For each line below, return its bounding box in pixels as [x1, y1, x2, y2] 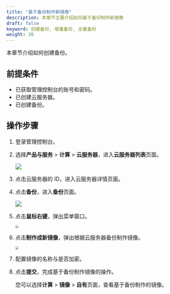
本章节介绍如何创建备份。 [6, 49, 71, 57]
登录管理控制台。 [15, 138, 58, 145]
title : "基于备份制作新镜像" [6, 9, 72, 15]
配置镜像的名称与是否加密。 [15, 255, 85, 262]
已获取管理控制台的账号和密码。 [15, 86, 96, 93]
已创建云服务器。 [15, 93, 58, 100]
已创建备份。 [15, 101, 48, 108]
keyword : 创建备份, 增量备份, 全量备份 [6, 26, 96, 32]
